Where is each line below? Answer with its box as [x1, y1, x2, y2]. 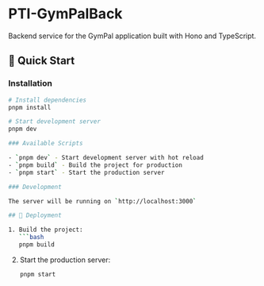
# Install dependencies [8, 96, 87, 104]
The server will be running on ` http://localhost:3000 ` [8, 197, 197, 205]
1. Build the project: [8, 226, 83, 234]
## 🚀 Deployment [8, 211, 62, 219]
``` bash [18, 234, 44, 242]
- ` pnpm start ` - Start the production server [8, 168, 165, 176]
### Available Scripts [8, 140, 83, 148]
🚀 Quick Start [8, 54, 75, 68]
